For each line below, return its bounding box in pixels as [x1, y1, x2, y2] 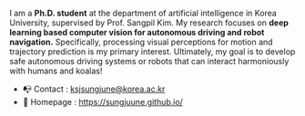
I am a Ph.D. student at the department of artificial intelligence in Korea [9, 8, 278, 18]
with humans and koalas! [9, 65, 103, 76]
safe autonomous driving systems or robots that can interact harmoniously [9, 56, 290, 66]
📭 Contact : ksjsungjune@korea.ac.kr [22, 83, 166, 94]
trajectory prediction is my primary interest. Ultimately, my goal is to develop [9, 46, 296, 57]
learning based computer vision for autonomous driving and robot [9, 27, 265, 37]
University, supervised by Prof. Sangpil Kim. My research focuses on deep [9, 17, 290, 28]
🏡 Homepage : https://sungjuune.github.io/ [22, 97, 184, 107]
